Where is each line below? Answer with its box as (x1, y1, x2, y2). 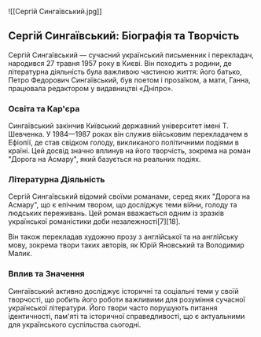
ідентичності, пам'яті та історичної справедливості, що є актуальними (8, 311, 245, 321)
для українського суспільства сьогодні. (8, 320, 142, 329)
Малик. (8, 249, 33, 258)
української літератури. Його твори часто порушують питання (8, 302, 218, 313)
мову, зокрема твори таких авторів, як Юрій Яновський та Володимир (8, 240, 245, 250)
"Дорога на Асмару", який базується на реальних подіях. (8, 155, 201, 164)
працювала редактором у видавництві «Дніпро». (8, 83, 174, 93)
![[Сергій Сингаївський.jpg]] (8, 7, 102, 16)
